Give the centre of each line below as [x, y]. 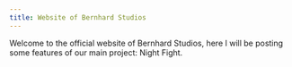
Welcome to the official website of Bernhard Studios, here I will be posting [146, 43]
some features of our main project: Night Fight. [96, 52]
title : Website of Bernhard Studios [78, 17]
